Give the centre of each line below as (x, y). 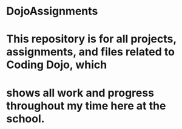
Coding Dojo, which (57, 65)
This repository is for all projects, (92, 39)
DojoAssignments (52, 11)
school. (25, 118)
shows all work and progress (80, 93)
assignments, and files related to (90, 52)
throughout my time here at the (86, 106)
